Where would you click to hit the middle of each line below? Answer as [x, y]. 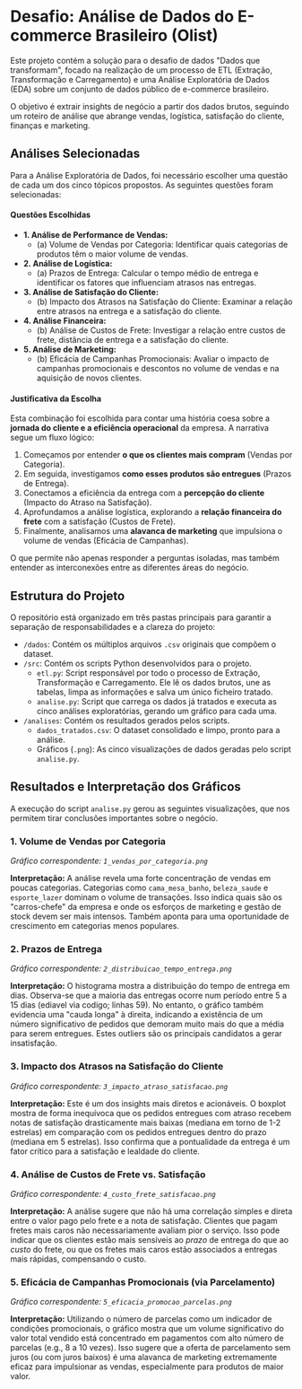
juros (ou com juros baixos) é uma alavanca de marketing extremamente [143, 1358]
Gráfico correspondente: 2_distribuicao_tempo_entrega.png [121, 969]
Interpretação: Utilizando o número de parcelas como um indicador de [141, 1319]
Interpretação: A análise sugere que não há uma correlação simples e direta [151, 1211]
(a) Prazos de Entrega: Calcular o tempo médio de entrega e [147, 273]
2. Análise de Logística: [68, 263]
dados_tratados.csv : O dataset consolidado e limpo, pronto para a [158, 729]
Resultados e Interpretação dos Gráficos [125, 787]
